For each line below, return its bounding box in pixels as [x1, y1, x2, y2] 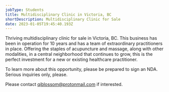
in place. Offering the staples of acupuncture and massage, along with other [5, 46, 164, 52]
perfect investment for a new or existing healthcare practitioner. [5, 56, 138, 63]
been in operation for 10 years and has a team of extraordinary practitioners [5, 41, 163, 47]
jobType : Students [5, 7, 44, 13]
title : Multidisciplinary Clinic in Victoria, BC [5, 12, 112, 17]
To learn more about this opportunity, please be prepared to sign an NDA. [5, 66, 158, 72]
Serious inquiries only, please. [5, 71, 68, 78]
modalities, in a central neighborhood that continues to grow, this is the [5, 51, 153, 57]
